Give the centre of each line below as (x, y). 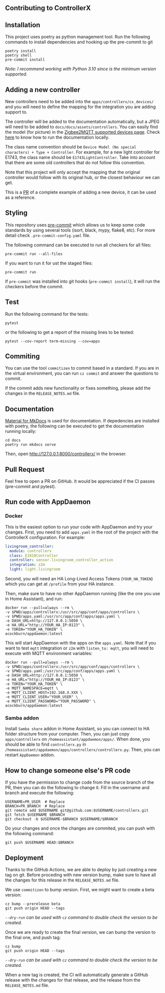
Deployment (24, 858)
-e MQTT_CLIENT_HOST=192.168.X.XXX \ (44, 693)
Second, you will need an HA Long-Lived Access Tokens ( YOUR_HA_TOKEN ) (79, 579)
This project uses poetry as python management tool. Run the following (78, 37)
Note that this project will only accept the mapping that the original (73, 172)
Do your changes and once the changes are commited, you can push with (80, 828)
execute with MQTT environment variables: (49, 653)
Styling (16, 213)
